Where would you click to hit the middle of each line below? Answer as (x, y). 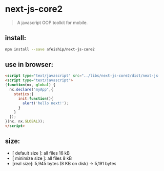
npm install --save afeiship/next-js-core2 (50, 49)
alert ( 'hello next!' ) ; (46, 103)
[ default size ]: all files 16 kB (41, 153)
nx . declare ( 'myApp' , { (31, 90)
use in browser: (29, 65)
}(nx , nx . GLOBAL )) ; (25, 122)
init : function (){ (36, 98)
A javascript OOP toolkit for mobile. (52, 23)
